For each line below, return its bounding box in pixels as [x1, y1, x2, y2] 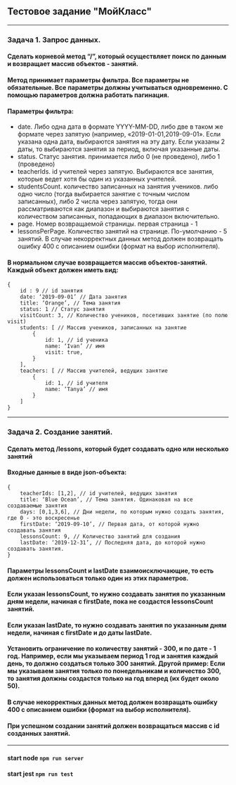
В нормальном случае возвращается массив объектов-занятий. [7, 258, 207, 267]
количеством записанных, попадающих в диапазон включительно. [17, 212, 220, 221]
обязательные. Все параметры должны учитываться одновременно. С [7, 83, 228, 91]
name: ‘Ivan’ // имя [44, 343, 105, 350]
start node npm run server [7, 753, 84, 762]
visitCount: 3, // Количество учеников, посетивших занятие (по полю [20, 312, 228, 319]
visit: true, [44, 349, 83, 356]
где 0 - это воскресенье [7, 515, 80, 522]
